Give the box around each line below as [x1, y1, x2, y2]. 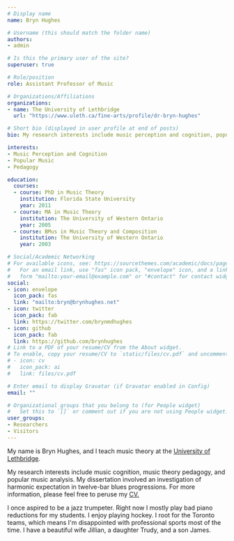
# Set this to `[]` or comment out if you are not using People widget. [7, 409, 229, 416]
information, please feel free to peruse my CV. [7, 489, 139, 498]
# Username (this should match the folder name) [7, 29, 151, 36]
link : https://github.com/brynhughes [13, 337, 123, 345]
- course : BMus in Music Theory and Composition [13, 228, 157, 235]
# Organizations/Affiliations [7, 93, 95, 100]
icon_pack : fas [13, 292, 58, 300]
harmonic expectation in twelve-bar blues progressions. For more [7, 482, 196, 491]
